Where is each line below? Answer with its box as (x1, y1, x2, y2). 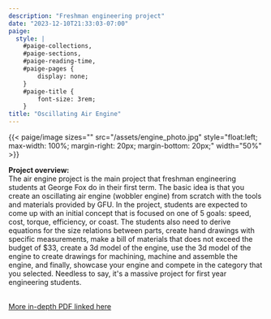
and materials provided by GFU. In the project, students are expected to (8, 200, 247, 209)
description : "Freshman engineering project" (8, 11, 165, 20)
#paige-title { (23, 87, 75, 96)
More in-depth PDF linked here (8, 302, 112, 311)
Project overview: (8, 166, 70, 175)
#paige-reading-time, (23, 58, 96, 66)
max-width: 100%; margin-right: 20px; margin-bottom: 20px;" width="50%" (8, 141, 262, 150)
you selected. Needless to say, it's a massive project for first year (8, 269, 227, 278)
